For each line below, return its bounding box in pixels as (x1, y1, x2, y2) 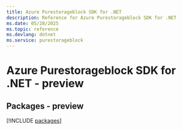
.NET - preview (6, 77, 84, 90)
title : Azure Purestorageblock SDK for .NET (6, 9, 122, 15)
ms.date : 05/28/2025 (6, 20, 59, 26)
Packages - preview (6, 101, 84, 111)
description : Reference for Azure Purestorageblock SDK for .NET (6, 15, 176, 21)
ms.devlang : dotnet (6, 32, 56, 38)
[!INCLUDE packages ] (6, 117, 62, 124)
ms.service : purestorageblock (6, 37, 84, 43)
